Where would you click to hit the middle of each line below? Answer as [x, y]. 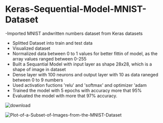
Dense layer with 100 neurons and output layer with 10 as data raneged [85, 74]
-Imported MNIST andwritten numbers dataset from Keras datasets [74, 33]
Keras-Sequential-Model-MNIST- [76, 9]
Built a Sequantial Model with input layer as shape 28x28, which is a [82, 64]
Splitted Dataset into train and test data [53, 43]
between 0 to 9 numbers [38, 80]
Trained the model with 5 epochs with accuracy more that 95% [77, 90]
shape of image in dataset [39, 69]
